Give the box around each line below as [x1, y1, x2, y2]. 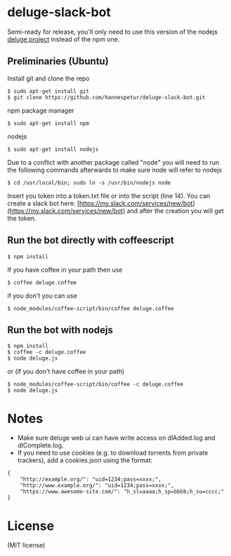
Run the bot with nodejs [7, 324, 114, 336]
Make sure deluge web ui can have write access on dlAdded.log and [17, 434, 216, 442]
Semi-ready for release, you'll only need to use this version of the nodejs [7, 27, 218, 36]
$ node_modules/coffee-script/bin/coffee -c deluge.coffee [7, 381, 184, 388]
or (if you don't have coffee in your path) [7, 367, 125, 376]
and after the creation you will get [126, 206, 225, 215]
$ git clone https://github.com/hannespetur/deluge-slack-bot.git [7, 94, 206, 101]
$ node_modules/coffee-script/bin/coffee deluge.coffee [7, 305, 174, 312]
